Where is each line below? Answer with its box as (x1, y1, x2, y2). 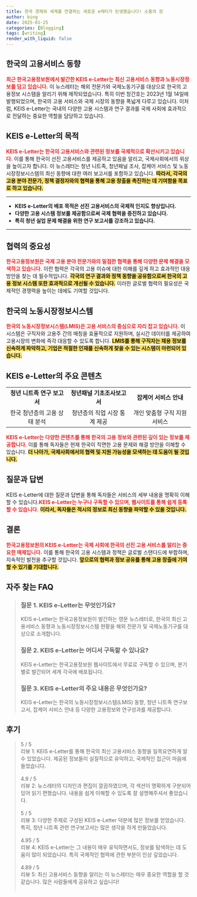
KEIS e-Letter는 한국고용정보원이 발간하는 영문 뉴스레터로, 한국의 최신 (20, 616, 182, 623)
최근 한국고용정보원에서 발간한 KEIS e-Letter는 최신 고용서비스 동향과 (6, 76, 165, 83)
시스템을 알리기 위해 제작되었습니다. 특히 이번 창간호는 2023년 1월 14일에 (21, 90, 189, 97)
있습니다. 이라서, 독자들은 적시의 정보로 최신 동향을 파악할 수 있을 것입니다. (18, 505, 186, 513)
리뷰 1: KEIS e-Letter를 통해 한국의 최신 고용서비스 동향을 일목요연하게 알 (20, 747, 188, 755)
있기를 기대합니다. (18, 563, 59, 570)
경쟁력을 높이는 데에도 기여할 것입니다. (21, 287, 110, 294)
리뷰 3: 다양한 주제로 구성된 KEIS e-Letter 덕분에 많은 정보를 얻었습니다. (20, 816, 186, 824)
